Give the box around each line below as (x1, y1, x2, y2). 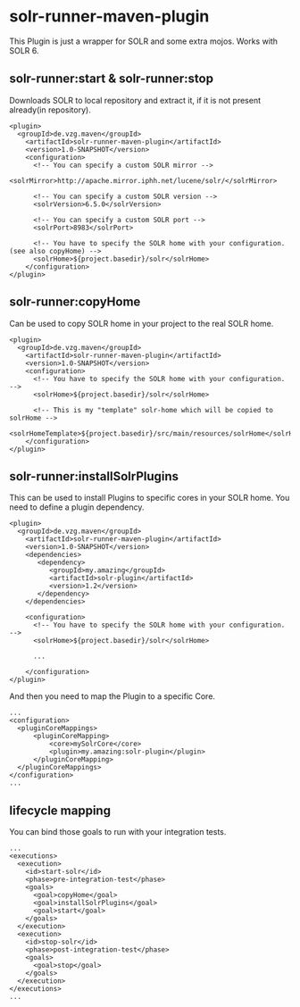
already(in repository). (9, 104, 91, 115)
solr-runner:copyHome (9, 295, 141, 310)
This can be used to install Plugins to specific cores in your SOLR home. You (9, 493, 290, 503)
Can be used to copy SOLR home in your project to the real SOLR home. (9, 318, 274, 329)
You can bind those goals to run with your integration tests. (9, 827, 227, 837)
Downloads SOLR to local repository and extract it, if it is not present (9, 95, 262, 105)
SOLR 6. (9, 45, 39, 55)
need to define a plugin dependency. (9, 502, 145, 512)
